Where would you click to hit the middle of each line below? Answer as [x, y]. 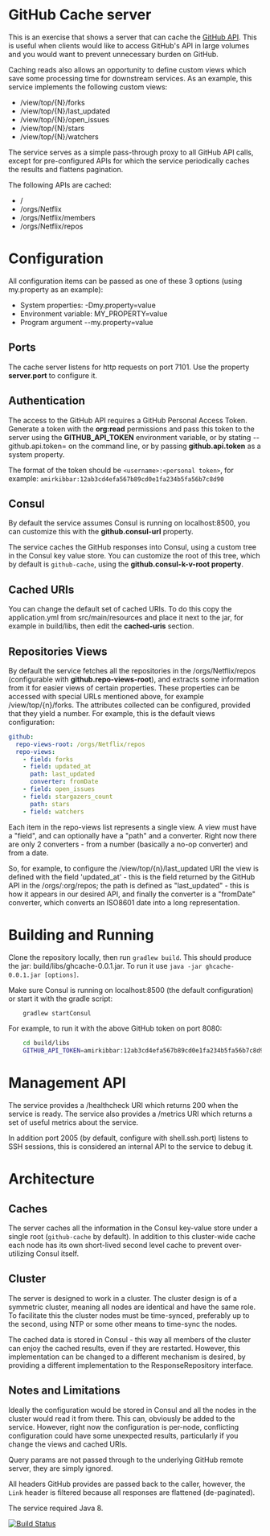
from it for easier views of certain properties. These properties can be [124, 688]
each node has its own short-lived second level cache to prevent [115, 1246]
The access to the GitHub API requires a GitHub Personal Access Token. [128, 420]
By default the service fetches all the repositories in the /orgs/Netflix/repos [132, 670]
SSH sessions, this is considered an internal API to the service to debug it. [131, 1147]
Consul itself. [57, 1254]
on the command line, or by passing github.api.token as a [164, 446]
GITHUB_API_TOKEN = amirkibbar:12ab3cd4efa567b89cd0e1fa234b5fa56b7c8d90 [145, 1051]
